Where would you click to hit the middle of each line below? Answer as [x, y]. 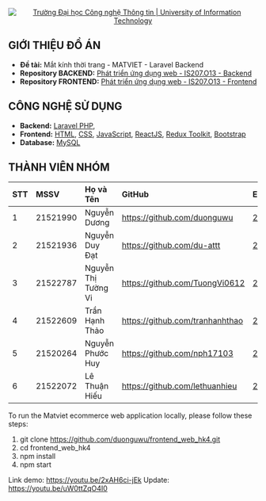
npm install [38, 457]
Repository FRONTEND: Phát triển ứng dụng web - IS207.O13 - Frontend [138, 81]
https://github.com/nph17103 [177, 354]
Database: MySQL [50, 142]
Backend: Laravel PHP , [57, 125]
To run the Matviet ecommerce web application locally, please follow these [130, 415]
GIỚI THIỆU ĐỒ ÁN [55, 46]
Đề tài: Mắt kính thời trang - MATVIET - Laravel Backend [112, 64]
